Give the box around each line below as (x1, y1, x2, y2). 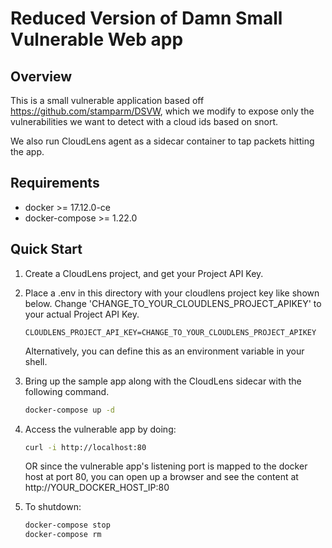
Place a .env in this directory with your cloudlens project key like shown (24, 287, 320, 299)
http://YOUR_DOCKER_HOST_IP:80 (24, 482, 170, 494)
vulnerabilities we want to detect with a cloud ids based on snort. (10, 116, 279, 127)
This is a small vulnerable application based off (10, 95, 205, 106)
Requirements (10, 175, 100, 192)
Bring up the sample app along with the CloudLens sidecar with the (24, 375, 302, 387)
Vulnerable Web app (10, 28, 184, 51)
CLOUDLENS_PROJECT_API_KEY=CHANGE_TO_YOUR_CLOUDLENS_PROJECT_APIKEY (24, 327, 317, 337)
